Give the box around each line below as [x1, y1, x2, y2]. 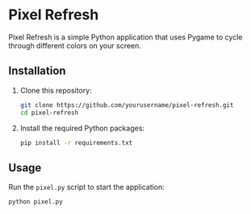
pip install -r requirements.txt [19, 138, 133, 146]
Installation [8, 64, 66, 78]
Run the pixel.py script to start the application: [8, 183, 165, 192]
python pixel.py [8, 198, 63, 206]
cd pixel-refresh [19, 109, 79, 117]
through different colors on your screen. [8, 40, 141, 50]
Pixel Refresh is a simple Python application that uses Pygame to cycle [8, 32, 243, 42]
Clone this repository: [19, 85, 92, 95]
